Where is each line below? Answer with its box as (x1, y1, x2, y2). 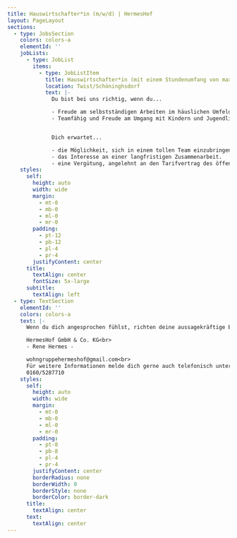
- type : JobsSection (13, 30, 74, 37)
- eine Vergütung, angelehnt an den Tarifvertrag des (51, 160, 213, 167)
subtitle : (25, 285, 55, 292)
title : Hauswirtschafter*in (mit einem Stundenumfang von (44, 76, 219, 83)
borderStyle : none (32, 487, 87, 494)
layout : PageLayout (7, 17, 65, 24)
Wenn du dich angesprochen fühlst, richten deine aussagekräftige (25, 324, 226, 331)
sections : (7, 23, 37, 30)
